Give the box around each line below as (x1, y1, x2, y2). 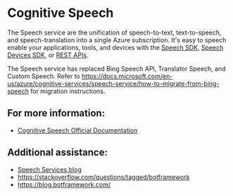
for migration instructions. (30, 87, 106, 95)
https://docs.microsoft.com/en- (81, 72, 173, 80)
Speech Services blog (17, 165, 82, 173)
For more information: (7, 107, 106, 119)
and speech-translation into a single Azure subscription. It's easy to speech (7, 35, 227, 44)
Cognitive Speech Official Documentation (17, 125, 138, 135)
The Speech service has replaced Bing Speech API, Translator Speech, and (7, 64, 227, 73)
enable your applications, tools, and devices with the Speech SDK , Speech (7, 43, 224, 51)
